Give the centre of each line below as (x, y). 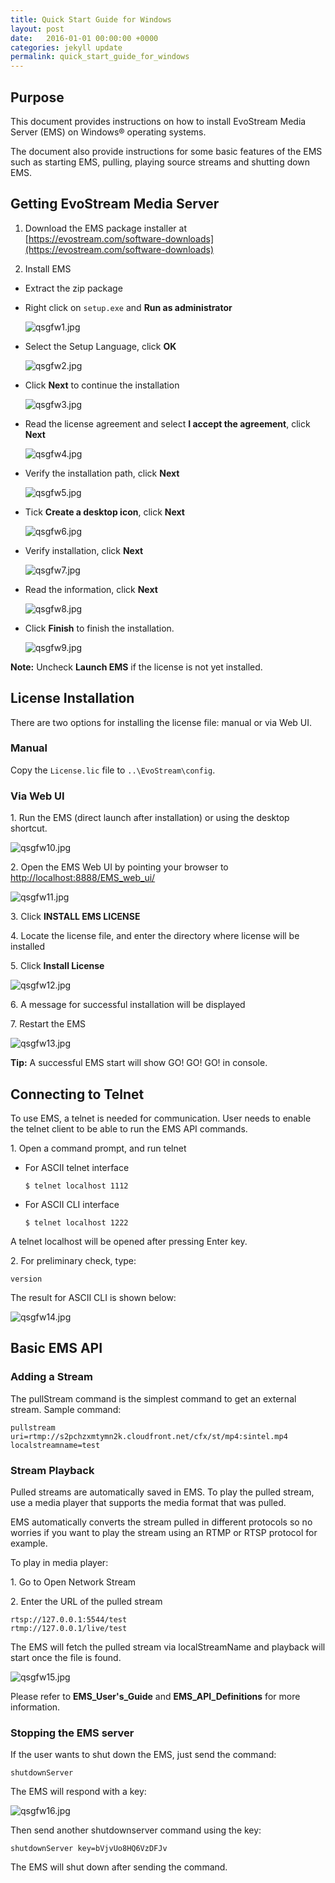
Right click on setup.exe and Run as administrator (128, 307)
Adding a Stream (51, 1377)
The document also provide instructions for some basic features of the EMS (166, 151)
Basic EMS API (56, 1348)
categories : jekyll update (66, 47)
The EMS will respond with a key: (78, 1792)
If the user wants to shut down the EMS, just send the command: (143, 1755)
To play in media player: (59, 1562)
